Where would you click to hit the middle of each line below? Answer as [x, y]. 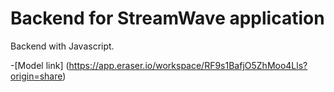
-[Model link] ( [40, 65]
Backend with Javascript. [62, 46]
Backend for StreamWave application [167, 18]
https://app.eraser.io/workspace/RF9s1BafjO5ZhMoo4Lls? [188, 65]
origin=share [36, 76]
